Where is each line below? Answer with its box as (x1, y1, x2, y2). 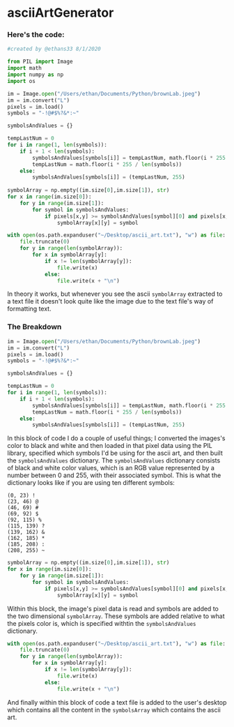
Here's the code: (7, 30, 65, 40)
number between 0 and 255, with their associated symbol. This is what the (7, 471, 221, 479)
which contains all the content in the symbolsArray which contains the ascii (7, 705, 221, 714)
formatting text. (7, 305, 52, 313)
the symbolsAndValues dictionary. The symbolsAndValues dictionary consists (7, 456, 221, 465)
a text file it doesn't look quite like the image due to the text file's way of (7, 297, 214, 306)
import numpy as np (7, 71, 64, 78)
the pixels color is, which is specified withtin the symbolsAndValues (7, 619, 196, 627)
